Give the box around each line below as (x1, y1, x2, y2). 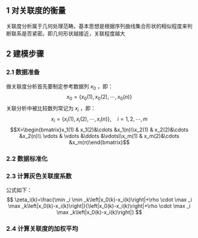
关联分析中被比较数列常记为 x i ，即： (6, 105, 96, 113)
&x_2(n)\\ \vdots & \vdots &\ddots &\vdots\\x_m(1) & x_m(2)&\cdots (19, 132, 180, 139)
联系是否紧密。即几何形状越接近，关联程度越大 (11, 30, 125, 37)
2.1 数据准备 (6, 68, 40, 76)
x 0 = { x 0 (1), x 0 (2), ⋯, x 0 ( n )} (66, 94, 132, 102)
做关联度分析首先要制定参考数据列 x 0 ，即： (6, 82, 113, 91)
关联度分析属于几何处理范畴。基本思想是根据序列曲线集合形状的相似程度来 (6, 22, 187, 30)
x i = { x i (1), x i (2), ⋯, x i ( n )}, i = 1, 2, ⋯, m (51, 115, 148, 124)
